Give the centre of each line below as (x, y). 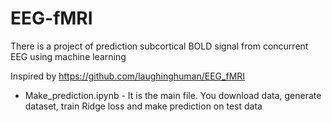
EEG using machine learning (68, 56)
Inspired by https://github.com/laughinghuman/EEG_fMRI (128, 76)
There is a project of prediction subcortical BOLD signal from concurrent (159, 46)
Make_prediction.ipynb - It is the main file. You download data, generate (173, 95)
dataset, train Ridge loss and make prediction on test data (143, 106)
